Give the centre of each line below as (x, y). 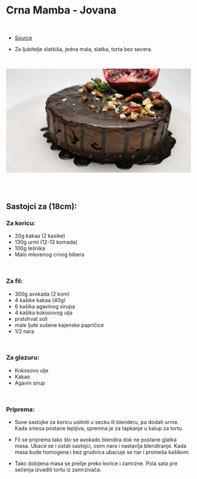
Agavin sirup (30, 383)
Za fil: (15, 281)
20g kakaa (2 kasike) (40, 236)
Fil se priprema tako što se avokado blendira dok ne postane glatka (96, 440)
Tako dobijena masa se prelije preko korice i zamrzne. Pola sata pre (96, 464)
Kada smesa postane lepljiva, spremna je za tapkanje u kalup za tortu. (99, 429)
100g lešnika (30, 248)
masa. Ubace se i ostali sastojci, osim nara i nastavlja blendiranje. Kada (100, 446)
